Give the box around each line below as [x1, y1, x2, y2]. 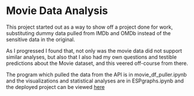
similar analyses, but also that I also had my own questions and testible [6, 53, 177, 60]
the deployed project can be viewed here [6, 83, 105, 90]
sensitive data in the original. [6, 36, 75, 43]
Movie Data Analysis [6, 4, 108, 18]
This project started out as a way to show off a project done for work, [6, 23, 174, 30]
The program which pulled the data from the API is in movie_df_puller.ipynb [6, 71, 187, 78]
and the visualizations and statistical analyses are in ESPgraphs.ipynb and [6, 77, 184, 84]
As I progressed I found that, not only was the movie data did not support [6, 47, 182, 54]
